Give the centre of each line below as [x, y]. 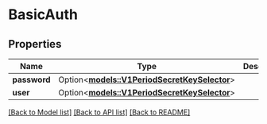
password [31, 79]
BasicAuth [43, 15]
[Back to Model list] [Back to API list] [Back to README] [99, 112]
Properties [35, 44]
